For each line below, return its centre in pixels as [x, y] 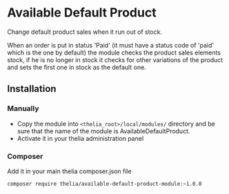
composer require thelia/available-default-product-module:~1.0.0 [104, 184]
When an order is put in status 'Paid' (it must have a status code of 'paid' [111, 45]
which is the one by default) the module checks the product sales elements [114, 52]
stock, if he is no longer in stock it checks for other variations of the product [115, 59]
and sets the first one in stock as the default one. [77, 67]
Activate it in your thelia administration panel [80, 138]
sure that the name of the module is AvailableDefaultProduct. [103, 131]
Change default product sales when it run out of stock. [85, 32]
